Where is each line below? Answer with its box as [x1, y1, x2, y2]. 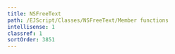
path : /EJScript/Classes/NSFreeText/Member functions [7, 17, 169, 24]
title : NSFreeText [7, 10, 61, 18]
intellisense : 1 [7, 23, 55, 30]
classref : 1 [7, 29, 42, 37]
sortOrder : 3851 [7, 36, 55, 43]
